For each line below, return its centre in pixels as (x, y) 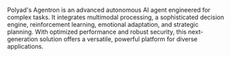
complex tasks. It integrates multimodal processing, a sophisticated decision (115, 17)
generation (22, 39)
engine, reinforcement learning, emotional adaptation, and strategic (103, 24)
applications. (25, 46)
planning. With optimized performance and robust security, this (97, 32)
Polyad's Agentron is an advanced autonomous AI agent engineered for (109, 10)
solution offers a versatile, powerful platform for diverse (118, 39)
